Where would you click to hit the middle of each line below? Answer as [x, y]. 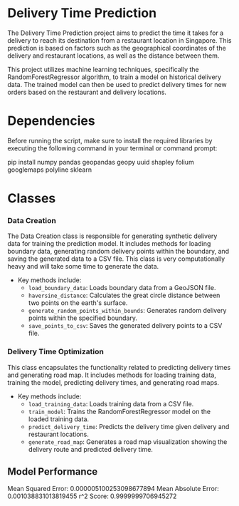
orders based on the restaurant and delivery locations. [87, 92]
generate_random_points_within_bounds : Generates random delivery [127, 311]
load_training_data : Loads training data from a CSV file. [111, 403]
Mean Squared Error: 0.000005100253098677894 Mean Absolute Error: [113, 489]
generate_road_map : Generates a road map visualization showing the [128, 442]
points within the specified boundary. [83, 318]
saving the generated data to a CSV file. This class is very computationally [116, 259]
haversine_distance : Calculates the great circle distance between [124, 295]
